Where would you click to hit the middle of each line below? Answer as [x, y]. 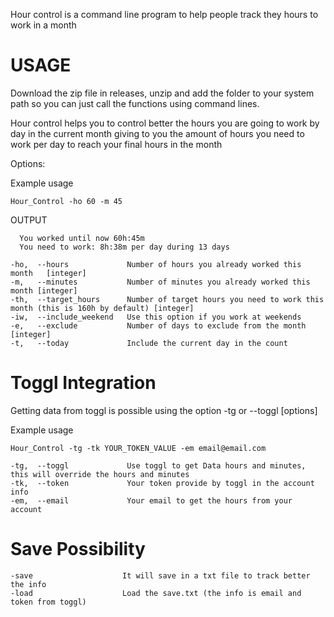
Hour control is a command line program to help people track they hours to [164, 14]
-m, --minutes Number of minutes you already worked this [160, 282]
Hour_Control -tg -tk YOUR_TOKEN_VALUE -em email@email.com [138, 448]
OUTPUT [29, 220]
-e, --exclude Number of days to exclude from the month [158, 325]
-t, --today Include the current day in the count [149, 343]
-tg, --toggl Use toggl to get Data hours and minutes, [158, 465]
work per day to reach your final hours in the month [116, 144]
